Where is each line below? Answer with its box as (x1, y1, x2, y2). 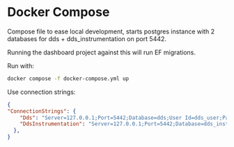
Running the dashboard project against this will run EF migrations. (7, 48, 196, 56)
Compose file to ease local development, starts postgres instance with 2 (7, 27, 214, 36)
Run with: (7, 61, 35, 70)
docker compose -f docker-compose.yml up (7, 75, 130, 82)
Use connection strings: (7, 88, 76, 96)
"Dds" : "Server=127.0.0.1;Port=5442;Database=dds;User (19, 114, 182, 121)
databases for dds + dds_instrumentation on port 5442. (7, 34, 167, 42)
